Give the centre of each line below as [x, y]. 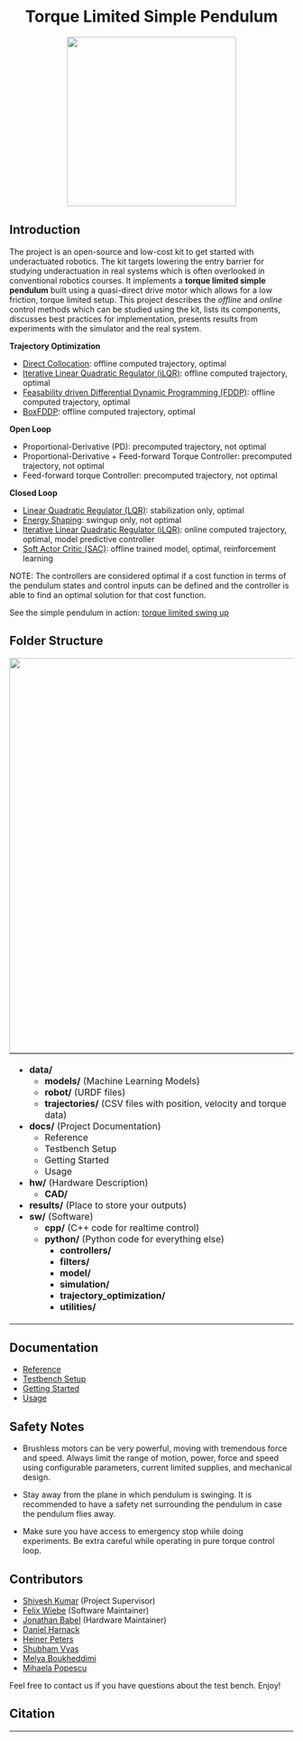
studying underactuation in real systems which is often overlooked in [137, 271]
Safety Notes [47, 1426]
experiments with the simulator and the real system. [106, 328]
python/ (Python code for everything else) [135, 1239]
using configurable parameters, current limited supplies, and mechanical [157, 1468]
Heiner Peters [48, 1639]
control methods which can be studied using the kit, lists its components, [145, 309]
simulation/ [85, 1284]
